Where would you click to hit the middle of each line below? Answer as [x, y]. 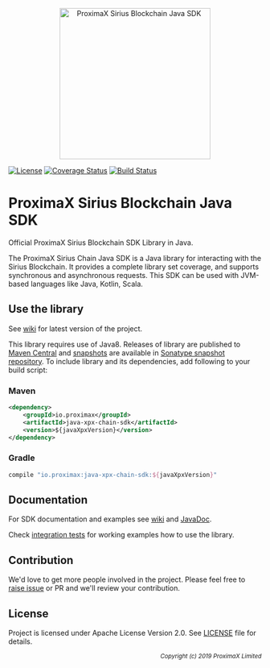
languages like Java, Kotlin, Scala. [87, 284]
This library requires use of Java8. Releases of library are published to [125, 344]
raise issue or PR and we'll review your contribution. [94, 588]
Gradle [22, 458]
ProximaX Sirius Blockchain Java [121, 203]
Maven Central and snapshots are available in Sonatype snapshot [117, 353]
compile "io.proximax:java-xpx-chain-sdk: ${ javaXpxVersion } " [113, 475]
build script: [28, 370]
